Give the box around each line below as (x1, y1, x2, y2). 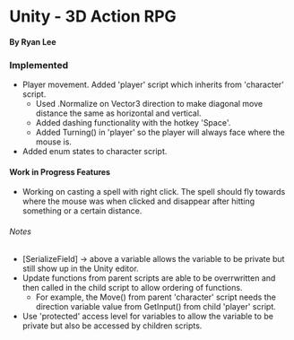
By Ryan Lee (9, 36, 56, 47)
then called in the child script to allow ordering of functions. (22, 283, 243, 293)
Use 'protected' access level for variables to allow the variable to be (22, 311, 273, 322)
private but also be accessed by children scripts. (22, 320, 203, 331)
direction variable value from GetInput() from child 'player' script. (35, 301, 276, 312)
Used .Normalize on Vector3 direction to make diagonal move (35, 99, 263, 109)
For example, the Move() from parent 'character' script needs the (35, 292, 276, 302)
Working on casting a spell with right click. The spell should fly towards (22, 187, 286, 197)
